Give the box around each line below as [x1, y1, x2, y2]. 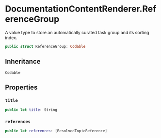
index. [5, 35, 17, 41]
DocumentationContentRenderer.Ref [5, 3, 157, 14]
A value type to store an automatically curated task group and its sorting [5, 29, 149, 35]
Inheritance [5, 57, 41, 66]
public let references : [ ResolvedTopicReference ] [5, 129, 108, 134]
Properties [5, 83, 38, 92]
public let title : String [5, 108, 57, 112]
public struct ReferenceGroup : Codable [5, 44, 86, 49]
